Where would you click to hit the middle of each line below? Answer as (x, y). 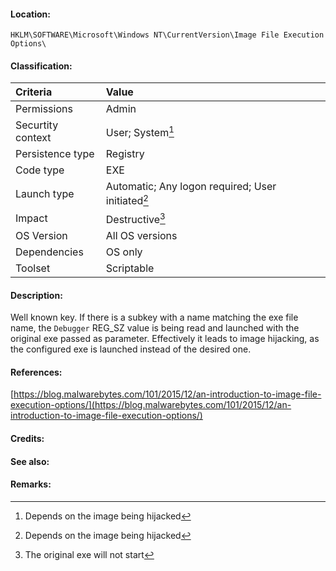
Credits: (27, 439)
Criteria (34, 92)
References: (36, 372)
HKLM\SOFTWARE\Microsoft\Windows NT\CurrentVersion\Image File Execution (167, 35)
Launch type (45, 194)
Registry (125, 154)
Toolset (33, 268)
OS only (124, 252)
